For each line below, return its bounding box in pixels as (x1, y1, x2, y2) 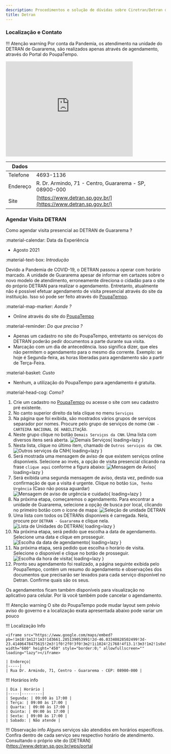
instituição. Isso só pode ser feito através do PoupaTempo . (6, 294, 128, 300)
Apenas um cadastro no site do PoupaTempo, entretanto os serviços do (13, 333, 163, 339)
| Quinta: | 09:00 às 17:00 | (6, 709, 70, 714)
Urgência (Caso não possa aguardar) (13, 486, 90, 492)
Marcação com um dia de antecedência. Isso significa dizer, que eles (13, 344, 158, 350)
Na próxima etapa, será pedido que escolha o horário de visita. (13, 545, 145, 551)
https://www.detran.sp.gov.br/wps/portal (7, 743, 93, 749)
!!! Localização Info (6, 623, 46, 629)
